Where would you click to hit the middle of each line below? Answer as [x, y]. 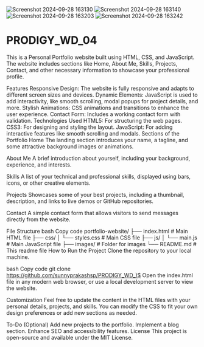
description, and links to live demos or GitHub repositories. [80, 201]
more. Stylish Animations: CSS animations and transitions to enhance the [98, 108]
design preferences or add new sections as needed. [72, 312]
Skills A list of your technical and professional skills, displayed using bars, [98, 176]
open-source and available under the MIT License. [69, 337]
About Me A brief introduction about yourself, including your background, [98, 158]
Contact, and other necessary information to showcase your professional [98, 70]
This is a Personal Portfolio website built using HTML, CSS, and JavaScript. [100, 57]
